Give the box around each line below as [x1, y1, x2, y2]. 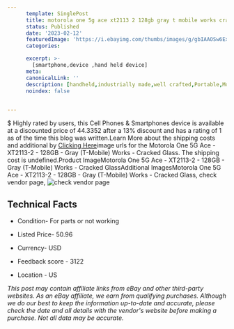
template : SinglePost [25, 10, 89, 17]
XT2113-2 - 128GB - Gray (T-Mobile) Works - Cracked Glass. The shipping [7, 149, 219, 157]
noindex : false [25, 88, 70, 95]
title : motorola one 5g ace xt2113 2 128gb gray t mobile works [25, 17, 217, 24]
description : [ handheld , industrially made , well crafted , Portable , [25, 81, 223, 88]
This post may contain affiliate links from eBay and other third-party [7, 284, 204, 292]
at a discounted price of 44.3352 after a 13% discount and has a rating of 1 [7, 127, 221, 135]
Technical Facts [7, 198, 78, 210]
